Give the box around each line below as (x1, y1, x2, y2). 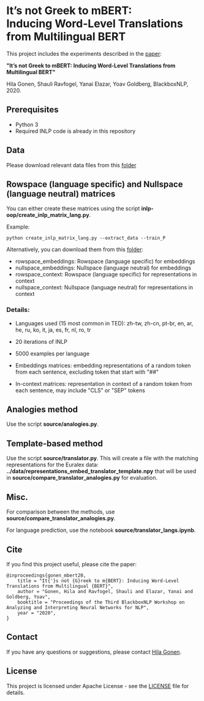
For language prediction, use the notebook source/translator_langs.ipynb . (6, 526, 196, 534)
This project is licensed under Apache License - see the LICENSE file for (6, 682, 189, 689)
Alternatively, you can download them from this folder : (6, 246, 144, 253)
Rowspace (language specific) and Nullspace (6, 179, 183, 189)
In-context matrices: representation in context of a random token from (15, 380, 192, 387)
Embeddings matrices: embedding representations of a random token (15, 362, 191, 369)
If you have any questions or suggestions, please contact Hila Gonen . (6, 648, 182, 656)
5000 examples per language (15, 350, 90, 357)
